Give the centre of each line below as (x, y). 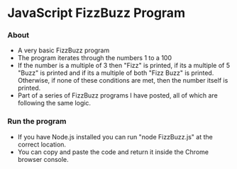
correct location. (42, 144)
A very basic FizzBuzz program (64, 50)
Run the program (37, 122)
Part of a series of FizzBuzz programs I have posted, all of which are (117, 95)
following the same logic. (54, 103)
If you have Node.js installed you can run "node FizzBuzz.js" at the (115, 136)
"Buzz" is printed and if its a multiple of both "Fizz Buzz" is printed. (116, 73)
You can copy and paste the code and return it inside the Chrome (113, 152)
